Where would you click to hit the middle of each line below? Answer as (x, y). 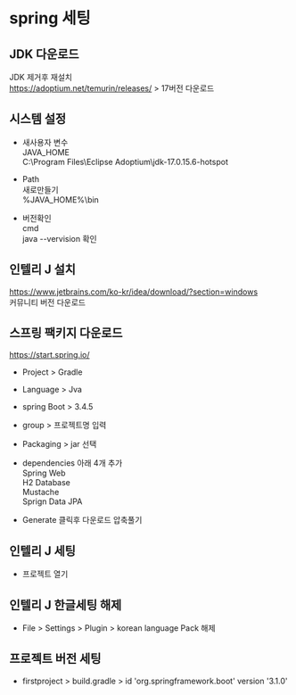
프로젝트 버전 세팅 (55, 659)
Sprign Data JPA (52, 501)
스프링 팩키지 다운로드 (66, 333)
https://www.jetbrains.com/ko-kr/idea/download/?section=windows (134, 292)
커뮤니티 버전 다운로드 (48, 302)
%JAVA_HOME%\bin (61, 199)
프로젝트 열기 (45, 574)
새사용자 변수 (45, 142)
